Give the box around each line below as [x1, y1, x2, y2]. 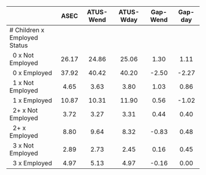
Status [9, 41, 28, 50]
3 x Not [12, 141, 34, 149]
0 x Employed [12, 69, 52, 77]
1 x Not [12, 79, 34, 87]
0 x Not [12, 51, 34, 59]
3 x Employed [12, 159, 52, 167]
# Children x [9, 26, 45, 34]
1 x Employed [12, 96, 52, 105]
